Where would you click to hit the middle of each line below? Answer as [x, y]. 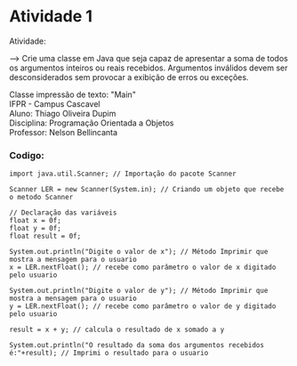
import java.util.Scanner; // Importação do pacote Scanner [123, 174]
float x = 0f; [36, 221]
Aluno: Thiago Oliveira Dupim [63, 113]
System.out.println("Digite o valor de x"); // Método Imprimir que [139, 252]
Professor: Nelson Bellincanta [64, 132]
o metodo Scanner [41, 198]
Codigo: [27, 155]
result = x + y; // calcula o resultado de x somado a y [117, 330]
